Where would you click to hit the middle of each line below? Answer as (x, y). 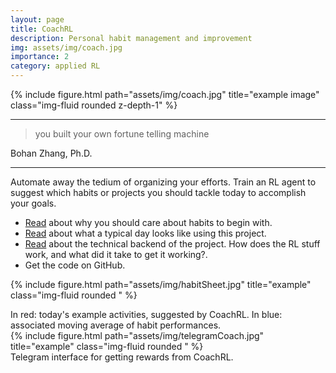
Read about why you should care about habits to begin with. (148, 222)
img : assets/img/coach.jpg (66, 47)
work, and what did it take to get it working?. (116, 254)
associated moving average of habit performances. (116, 325)
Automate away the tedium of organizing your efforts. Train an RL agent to (163, 182)
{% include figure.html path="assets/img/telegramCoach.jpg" (137, 335)
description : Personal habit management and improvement (131, 38)
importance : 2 (40, 57)
